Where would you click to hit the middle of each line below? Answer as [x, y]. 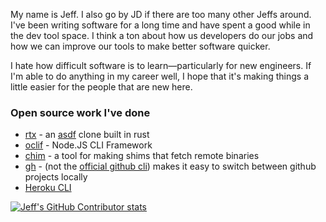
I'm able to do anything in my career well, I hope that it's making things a [160, 76]
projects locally [56, 177]
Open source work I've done [80, 112]
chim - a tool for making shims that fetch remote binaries [142, 156]
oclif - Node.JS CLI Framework [88, 145]
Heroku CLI [48, 188]
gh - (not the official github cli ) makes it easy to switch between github [170, 166]
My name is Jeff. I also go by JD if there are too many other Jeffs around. [161, 14]
